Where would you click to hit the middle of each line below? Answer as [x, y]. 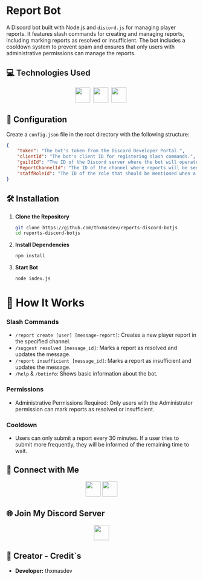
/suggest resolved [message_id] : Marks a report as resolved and [96, 348]
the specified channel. [43, 342]
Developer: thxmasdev [43, 570]
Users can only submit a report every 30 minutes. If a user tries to [97, 438]
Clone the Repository [42, 217]
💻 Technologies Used [48, 73]
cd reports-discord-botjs [47, 233]
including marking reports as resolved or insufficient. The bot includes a [96, 40]
